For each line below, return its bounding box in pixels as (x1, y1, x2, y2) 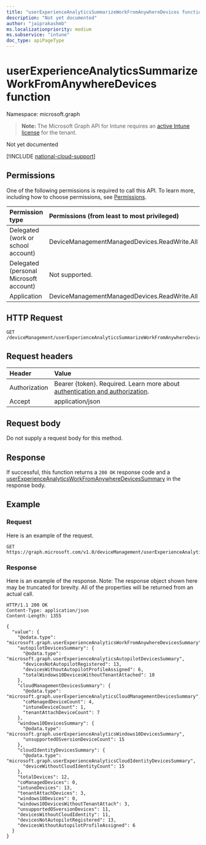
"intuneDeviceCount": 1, (22, 704, 86, 710)
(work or (9, 233, 34, 242)
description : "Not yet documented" (6, 15, 97, 21)
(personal (9, 267, 37, 275)
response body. (6, 481, 46, 489)
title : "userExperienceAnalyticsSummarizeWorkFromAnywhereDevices (6, 9, 180, 15)
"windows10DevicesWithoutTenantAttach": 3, (17, 801, 131, 807)
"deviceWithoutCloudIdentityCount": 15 (22, 763, 124, 769)
